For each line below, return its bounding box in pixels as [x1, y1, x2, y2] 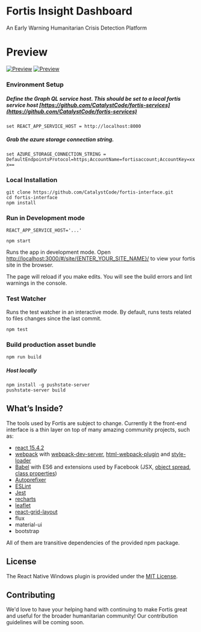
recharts [14, 495, 36, 502]
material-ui [14, 520, 42, 528]
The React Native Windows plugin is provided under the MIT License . [6, 572, 178, 580]
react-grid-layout [14, 508, 58, 515]
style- [171, 450, 187, 458]
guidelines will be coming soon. [6, 619, 85, 626]
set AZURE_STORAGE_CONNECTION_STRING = [6, 151, 107, 157]
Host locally [6, 367, 37, 374]
